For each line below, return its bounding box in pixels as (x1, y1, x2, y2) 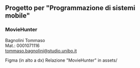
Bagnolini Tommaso (5, 37, 45, 43)
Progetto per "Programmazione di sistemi (5, 4, 136, 12)
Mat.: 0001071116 (5, 43, 40, 48)
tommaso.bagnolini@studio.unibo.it (5, 47, 77, 53)
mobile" (5, 12, 31, 20)
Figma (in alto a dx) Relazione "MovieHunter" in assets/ (5, 57, 117, 63)
